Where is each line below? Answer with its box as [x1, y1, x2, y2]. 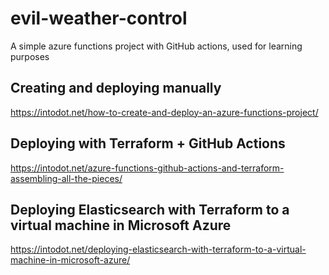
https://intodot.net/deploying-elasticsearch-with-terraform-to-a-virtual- [10, 243, 307, 256]
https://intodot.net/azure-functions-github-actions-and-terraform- [10, 162, 285, 174]
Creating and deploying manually [10, 80, 222, 97]
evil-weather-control [10, 7, 188, 30]
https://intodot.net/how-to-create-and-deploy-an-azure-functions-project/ [10, 106, 319, 118]
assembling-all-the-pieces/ [10, 172, 123, 184]
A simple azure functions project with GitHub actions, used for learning [10, 40, 303, 52]
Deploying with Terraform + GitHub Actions [10, 135, 286, 152]
